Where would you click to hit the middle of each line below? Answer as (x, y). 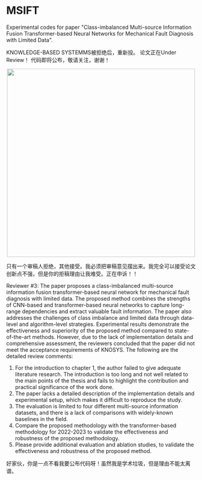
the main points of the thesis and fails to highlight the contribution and (102, 381)
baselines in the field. (41, 419)
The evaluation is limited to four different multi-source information (96, 406)
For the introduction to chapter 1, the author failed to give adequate (98, 367)
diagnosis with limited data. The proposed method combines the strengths (98, 298)
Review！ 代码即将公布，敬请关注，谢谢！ (58, 60)
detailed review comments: (40, 356)
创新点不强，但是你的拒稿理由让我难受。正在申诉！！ (72, 273)
